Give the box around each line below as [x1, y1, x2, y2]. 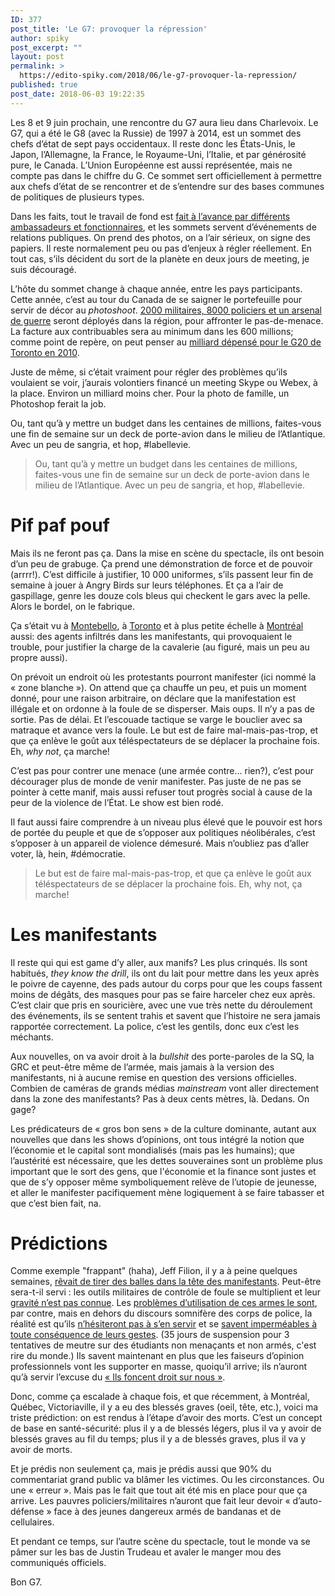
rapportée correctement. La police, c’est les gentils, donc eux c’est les [10, 1020, 300, 1032]
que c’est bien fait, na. [10, 1197, 102, 1209]
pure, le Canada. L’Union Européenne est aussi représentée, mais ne [10, 159, 293, 171]
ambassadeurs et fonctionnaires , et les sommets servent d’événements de [10, 221, 317, 233]
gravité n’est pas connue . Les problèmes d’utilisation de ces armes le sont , [10, 1297, 318, 1309]
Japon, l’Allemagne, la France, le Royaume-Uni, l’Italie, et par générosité [10, 148, 307, 160]
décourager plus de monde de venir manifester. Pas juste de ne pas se [10, 775, 302, 787]
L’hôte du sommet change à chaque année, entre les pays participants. [10, 282, 303, 295]
